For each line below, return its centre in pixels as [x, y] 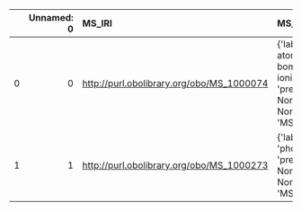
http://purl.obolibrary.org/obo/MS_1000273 [175, 165]
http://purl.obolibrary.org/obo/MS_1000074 [175, 83]
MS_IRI [97, 23]
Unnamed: [51, 18]
